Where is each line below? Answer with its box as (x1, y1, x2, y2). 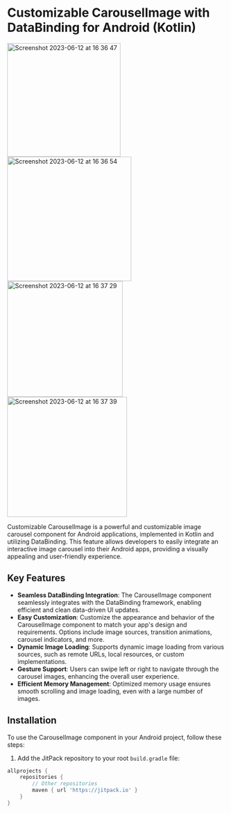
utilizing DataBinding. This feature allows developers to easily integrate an (7, 537, 219, 546)
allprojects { (7, 767, 49, 774)
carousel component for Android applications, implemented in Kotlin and (7, 530, 214, 538)
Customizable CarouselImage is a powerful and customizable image (7, 522, 201, 530)
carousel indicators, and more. (17, 635, 105, 643)
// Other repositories (32, 780, 98, 787)
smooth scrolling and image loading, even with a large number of (17, 687, 203, 695)
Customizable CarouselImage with (7, 5, 210, 21)
